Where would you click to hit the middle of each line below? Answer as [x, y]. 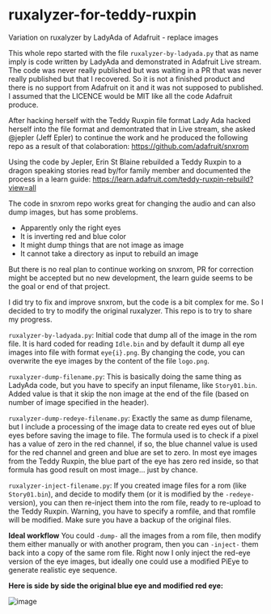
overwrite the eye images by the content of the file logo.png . [109, 360]
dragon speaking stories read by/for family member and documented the [129, 170]
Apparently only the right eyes [70, 228]
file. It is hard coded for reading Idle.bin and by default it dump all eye [127, 343]
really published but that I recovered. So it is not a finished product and [127, 79]
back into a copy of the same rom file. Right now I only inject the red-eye [129, 552]
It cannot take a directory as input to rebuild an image [109, 254]
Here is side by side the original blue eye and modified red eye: [116, 586]
